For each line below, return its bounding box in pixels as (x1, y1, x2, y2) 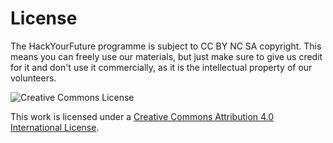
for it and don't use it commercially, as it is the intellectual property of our (10, 61, 313, 73)
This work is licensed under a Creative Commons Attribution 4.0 (10, 110, 275, 122)
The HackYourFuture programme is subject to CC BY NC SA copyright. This (10, 40, 322, 52)
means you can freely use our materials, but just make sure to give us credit (10, 50, 323, 62)
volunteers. (10, 72, 57, 84)
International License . (10, 121, 100, 133)
